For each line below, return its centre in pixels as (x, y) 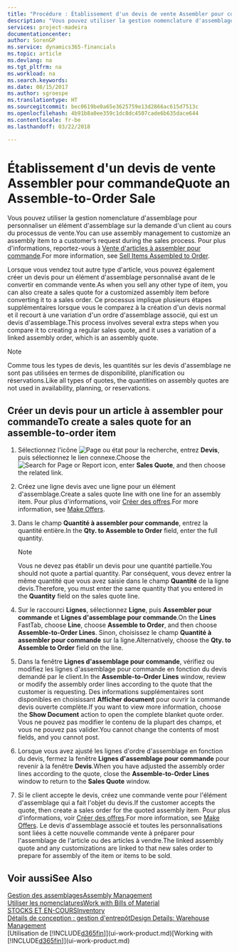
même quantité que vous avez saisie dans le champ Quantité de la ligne (123, 581)
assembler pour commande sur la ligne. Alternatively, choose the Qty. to (124, 640)
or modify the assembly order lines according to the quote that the (115, 684)
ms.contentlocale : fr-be (44, 120)
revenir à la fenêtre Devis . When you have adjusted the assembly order (121, 766)
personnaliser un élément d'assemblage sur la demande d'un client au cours (119, 226)
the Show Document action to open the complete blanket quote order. (121, 715)
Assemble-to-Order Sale (81, 198)
